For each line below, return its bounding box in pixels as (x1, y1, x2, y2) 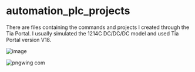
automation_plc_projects (6, 4, 130, 18)
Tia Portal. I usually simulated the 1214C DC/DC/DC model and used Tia (6, 30, 179, 37)
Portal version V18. (6, 36, 52, 43)
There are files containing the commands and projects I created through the (6, 24, 190, 31)
